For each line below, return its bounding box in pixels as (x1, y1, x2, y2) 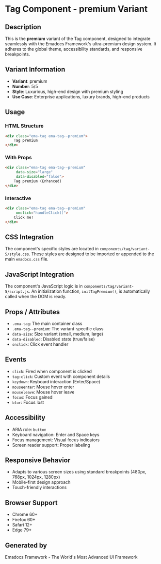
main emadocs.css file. (5, 256, 48, 262)
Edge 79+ (12, 527, 32, 533)
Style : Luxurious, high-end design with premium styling (12, 89, 124, 94)
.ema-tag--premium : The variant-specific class (12, 326, 104, 332)
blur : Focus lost (12, 399, 44, 405)
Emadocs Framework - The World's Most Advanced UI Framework (5, 554, 138, 560)
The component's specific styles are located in (5, 246, 99, 252)
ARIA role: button (12, 426, 47, 432)
